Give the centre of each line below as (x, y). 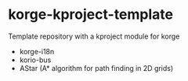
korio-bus (35, 60)
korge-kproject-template (91, 15)
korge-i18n (37, 51)
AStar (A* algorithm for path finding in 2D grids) (96, 68)
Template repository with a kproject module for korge (94, 36)
